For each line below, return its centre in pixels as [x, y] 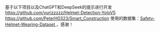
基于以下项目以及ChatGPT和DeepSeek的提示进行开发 [59, 7]
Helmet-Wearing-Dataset [30, 24]
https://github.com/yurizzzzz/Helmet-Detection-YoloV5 [60, 13]
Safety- [148, 18]
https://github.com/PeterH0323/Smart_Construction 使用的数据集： [73, 18]
